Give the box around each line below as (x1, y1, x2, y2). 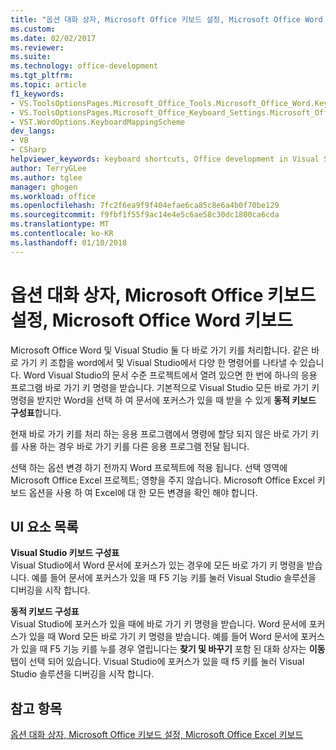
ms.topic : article (10, 80, 87, 90)
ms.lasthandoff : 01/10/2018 (10, 237, 128, 248)
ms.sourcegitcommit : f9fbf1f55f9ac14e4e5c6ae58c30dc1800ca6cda (10, 210, 280, 220)
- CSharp (10, 145, 47, 155)
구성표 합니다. (10, 406, 62, 418)
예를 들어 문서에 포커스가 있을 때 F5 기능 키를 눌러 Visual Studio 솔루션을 (31, 572, 317, 584)
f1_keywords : (10, 89, 65, 99)
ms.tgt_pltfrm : (10, 71, 74, 81)
